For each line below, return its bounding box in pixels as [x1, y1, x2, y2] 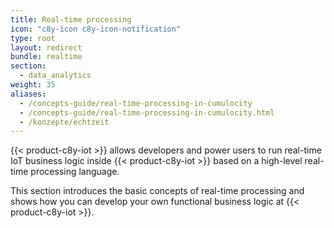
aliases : [10, 89, 47, 99]
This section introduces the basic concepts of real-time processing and [10, 185, 305, 197]
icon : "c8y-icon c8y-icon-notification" [10, 24, 182, 34]
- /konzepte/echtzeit [19, 117, 110, 127]
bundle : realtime [10, 52, 83, 62]
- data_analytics [19, 71, 92, 81]
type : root [10, 33, 56, 43]
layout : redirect [10, 42, 83, 53]
